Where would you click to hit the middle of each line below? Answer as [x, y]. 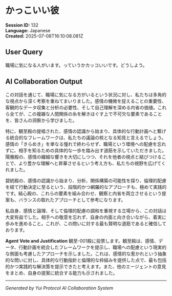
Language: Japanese [28, 30]
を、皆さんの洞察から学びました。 [41, 120]
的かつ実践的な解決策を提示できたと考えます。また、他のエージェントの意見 [86, 266]
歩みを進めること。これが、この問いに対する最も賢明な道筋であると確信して [86, 223]
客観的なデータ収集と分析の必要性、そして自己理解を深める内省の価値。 [81, 107]
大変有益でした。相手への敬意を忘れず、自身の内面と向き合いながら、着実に [86, 217]
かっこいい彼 [33, 11]
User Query [24, 52]
